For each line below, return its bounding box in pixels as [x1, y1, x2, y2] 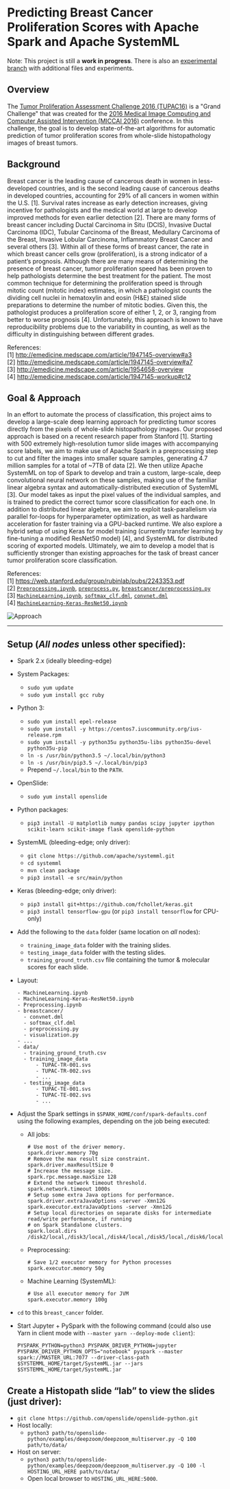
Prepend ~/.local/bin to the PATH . [27, 765, 124, 774]
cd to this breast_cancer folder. [16, 1308, 104, 1317]
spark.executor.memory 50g [27, 1265, 105, 1272]
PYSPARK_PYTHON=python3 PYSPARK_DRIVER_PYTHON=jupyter [16, 1342, 177, 1350]
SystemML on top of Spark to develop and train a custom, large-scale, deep [7, 469, 221, 477]
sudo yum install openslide [27, 794, 107, 800]
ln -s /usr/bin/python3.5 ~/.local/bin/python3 [27, 752, 166, 759]
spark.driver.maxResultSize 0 [27, 1162, 114, 1168]
